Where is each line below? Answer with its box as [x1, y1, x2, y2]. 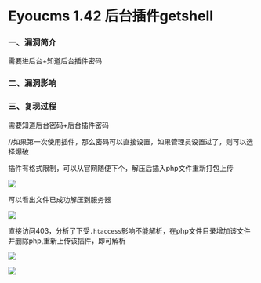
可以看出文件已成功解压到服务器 [8, 194, 111, 204]
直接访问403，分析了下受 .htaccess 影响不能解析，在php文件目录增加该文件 [8, 226, 251, 235]
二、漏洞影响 [8, 78, 57, 89]
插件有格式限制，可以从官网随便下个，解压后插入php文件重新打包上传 [8, 163, 234, 172]
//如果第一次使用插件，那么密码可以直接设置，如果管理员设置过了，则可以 [8, 136, 247, 146]
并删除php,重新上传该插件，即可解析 [8, 236, 126, 245]
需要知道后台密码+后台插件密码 [8, 120, 110, 129]
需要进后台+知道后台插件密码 [8, 56, 103, 66]
